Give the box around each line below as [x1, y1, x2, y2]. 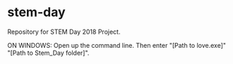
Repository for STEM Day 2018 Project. [7, 27, 121, 36]
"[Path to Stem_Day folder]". [7, 49, 90, 57]
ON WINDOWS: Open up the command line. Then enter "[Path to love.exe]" [7, 41, 227, 49]
